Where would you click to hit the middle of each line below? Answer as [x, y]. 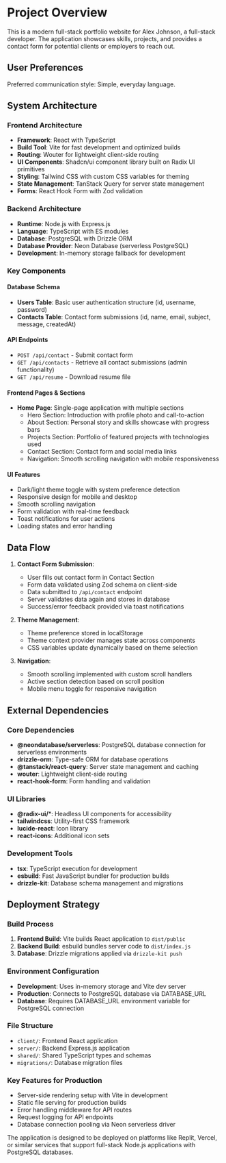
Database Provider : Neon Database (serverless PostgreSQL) [103, 245]
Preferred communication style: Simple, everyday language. [91, 84]
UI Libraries [27, 798]
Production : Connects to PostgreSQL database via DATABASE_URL [112, 993]
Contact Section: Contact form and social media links [102, 452]
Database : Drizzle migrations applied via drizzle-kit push [99, 953]
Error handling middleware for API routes [74, 1110]
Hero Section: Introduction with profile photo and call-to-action [116, 415]
